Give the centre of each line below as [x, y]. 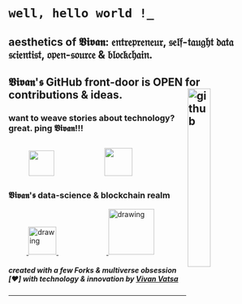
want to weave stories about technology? [92, 118]
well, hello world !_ [81, 13]
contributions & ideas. [66, 95]
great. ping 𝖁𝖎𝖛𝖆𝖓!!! [46, 128]
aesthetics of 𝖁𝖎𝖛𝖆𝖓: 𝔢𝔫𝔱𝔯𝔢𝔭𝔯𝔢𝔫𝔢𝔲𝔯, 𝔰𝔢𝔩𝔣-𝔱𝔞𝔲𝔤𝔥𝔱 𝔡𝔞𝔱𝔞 [121, 42]
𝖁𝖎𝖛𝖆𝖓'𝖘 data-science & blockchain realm [89, 195]
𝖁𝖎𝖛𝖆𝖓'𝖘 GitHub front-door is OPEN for [104, 82]
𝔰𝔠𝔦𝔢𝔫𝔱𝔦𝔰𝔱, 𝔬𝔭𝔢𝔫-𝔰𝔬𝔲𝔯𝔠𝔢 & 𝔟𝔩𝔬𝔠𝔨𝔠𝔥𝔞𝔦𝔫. [80, 54]
